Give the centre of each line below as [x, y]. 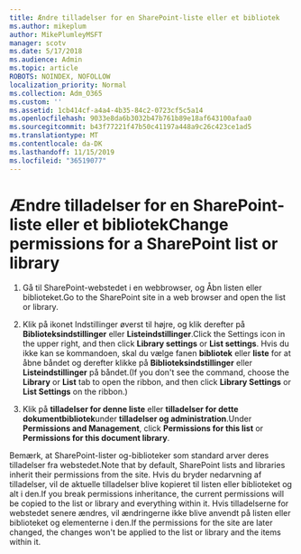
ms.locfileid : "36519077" [58, 160]
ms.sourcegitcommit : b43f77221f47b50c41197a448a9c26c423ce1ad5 [131, 127]
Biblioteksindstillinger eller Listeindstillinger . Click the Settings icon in [154, 334]
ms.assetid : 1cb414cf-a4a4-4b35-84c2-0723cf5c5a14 [106, 110]
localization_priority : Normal [68, 85]
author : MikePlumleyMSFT [56, 34]
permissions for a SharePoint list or [144, 244]
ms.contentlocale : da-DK [56, 144]
